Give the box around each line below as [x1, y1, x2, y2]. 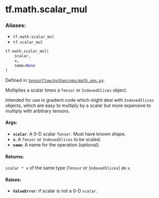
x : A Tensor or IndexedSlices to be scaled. [12, 137, 101, 143]
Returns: [5, 153, 25, 160]
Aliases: [5, 22, 27, 29]
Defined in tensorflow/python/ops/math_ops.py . [5, 77, 105, 83]
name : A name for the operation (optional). [12, 142, 100, 148]
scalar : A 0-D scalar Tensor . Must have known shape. [12, 131, 126, 137]
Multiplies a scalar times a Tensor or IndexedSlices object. [5, 87, 128, 93]
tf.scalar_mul [12, 40, 43, 45]
